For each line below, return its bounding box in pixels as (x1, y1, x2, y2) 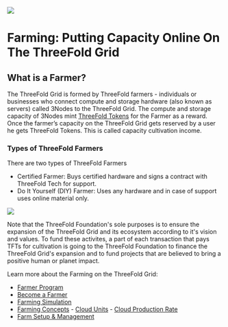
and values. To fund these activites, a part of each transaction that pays (7, 235, 210, 243)
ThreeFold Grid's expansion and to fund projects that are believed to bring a (7, 250, 221, 258)
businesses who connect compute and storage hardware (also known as (7, 97, 212, 106)
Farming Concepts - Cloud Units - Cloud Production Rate (16, 305, 178, 313)
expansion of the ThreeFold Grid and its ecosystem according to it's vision (7, 228, 217, 236)
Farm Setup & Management (16, 313, 94, 321)
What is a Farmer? (7, 72, 87, 84)
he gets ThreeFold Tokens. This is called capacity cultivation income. (7, 127, 202, 134)
